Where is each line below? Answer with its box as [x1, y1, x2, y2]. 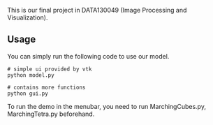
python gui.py [7, 90, 49, 97]
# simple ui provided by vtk [7, 66, 92, 73]
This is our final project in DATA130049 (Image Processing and [7, 6, 187, 14]
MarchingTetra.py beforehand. [7, 110, 95, 118]
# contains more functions [7, 84, 86, 91]
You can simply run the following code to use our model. [7, 52, 170, 60]
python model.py [7, 71, 54, 79]
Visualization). [7, 13, 48, 22]
